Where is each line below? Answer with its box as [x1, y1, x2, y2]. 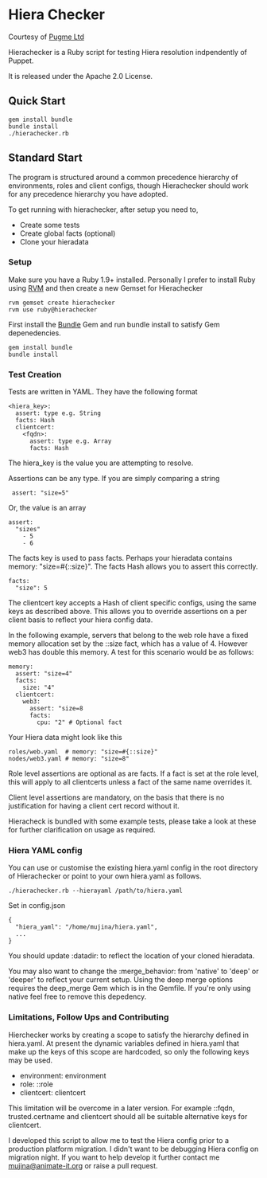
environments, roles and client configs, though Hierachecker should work [8, 181, 249, 190]
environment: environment [19, 1070, 106, 1080]
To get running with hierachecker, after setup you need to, [8, 205, 199, 214]
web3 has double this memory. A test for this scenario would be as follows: [8, 648, 254, 657]
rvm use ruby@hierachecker [8, 305, 98, 314]
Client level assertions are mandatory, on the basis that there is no [8, 793, 225, 802]
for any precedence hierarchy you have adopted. [8, 189, 168, 198]
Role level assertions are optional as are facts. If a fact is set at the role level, [8, 769, 259, 778]
